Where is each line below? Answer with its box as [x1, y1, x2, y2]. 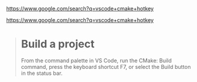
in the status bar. [20, 70, 63, 77]
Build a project [20, 37, 95, 51]
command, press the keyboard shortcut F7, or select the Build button [20, 63, 191, 70]
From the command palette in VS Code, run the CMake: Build [20, 56, 172, 64]
